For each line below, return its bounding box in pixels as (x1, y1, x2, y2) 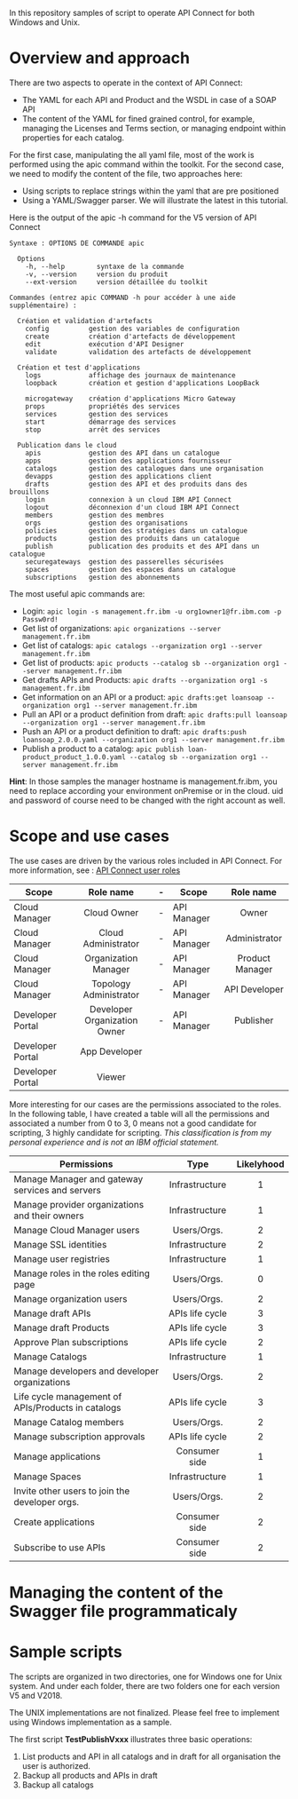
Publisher (233, 1014, 274, 1026)
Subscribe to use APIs (13, 1541, 106, 1553)
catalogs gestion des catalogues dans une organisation (25, 464, 264, 473)
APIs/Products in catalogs (13, 1401, 122, 1414)
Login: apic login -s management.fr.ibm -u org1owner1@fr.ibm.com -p (21, 606, 282, 616)
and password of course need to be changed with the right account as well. (9, 795, 286, 805)
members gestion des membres (25, 511, 165, 519)
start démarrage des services (25, 417, 176, 426)
